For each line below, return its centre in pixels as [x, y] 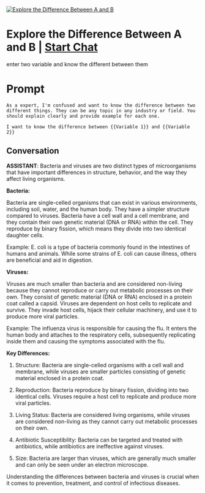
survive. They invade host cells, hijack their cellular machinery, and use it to [102, 310]
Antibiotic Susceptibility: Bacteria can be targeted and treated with [99, 440]
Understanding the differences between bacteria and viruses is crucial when [103, 476]
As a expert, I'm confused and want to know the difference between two [101, 105]
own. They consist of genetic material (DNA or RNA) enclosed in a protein [99, 297]
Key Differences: [28, 353]
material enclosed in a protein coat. [60, 378]
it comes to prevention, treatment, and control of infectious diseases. [93, 483]
